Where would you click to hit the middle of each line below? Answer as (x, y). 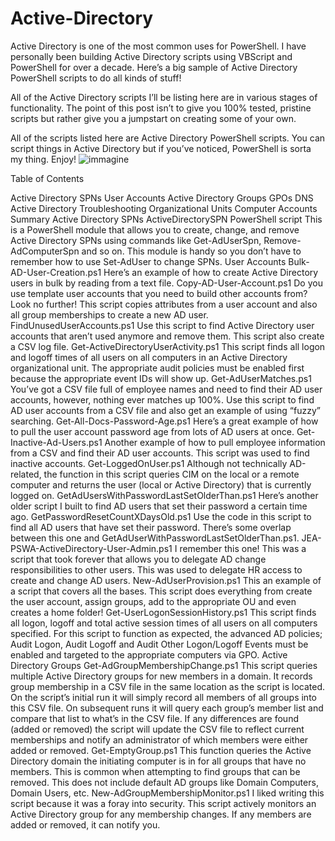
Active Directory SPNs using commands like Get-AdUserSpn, (136, 240)
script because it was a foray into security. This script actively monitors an (163, 803)
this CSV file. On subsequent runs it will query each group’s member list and (167, 708)
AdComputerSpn (45, 251)
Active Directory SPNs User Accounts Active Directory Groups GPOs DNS (162, 198)
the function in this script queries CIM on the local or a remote (171, 474)
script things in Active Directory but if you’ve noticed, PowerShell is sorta (161, 148)
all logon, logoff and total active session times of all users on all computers (164, 623)
